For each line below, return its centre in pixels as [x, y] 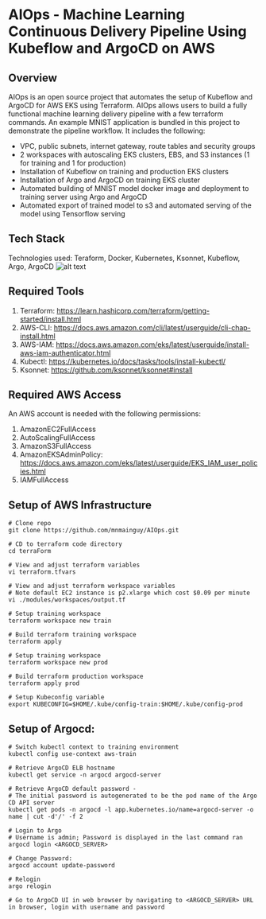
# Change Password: [40, 859]
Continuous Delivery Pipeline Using [128, 31]
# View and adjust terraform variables [74, 565]
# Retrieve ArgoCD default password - [72, 789]
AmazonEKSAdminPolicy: [61, 454]
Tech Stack [37, 239]
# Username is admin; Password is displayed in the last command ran [126, 838]
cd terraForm [30, 551]
